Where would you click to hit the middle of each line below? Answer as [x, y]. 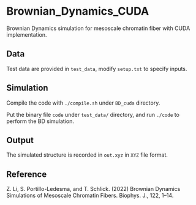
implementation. [27, 34]
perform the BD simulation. [40, 121]
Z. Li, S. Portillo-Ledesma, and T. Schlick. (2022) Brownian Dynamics [93, 189]
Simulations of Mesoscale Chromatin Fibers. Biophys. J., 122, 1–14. [90, 196]
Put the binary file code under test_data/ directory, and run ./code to [93, 114]
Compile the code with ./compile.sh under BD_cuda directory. [83, 103]
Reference [27, 174]
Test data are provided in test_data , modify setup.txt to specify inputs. [97, 69]
